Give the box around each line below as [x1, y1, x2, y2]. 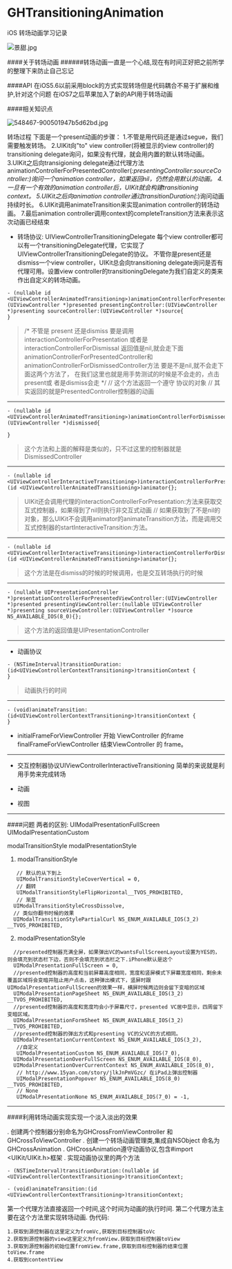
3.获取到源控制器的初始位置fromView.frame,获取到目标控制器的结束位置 [7, 1243, 188, 1250]
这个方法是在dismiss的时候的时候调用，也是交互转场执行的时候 [23, 568, 204, 576]
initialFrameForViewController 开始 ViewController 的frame [17, 731, 184, 740]
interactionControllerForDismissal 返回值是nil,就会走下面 [23, 344, 184, 352]
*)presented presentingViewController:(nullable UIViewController [7, 601, 202, 608]
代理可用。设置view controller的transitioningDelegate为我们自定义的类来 [17, 267, 223, 275]
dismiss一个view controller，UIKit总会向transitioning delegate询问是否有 [17, 258, 223, 267]
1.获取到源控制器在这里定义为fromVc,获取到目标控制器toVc [7, 1228, 155, 1235]
